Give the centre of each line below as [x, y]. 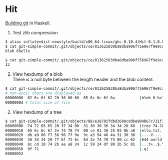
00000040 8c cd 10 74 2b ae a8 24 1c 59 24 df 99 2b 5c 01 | [73, 145]
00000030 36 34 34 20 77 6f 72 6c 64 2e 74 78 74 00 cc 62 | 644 [77, 140]
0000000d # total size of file [38, 102]
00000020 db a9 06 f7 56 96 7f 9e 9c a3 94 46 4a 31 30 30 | [73, 135]
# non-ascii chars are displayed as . [45, 93]
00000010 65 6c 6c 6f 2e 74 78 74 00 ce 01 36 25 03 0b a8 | [73, 131]
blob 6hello [17, 51]
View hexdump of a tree [37, 112]
